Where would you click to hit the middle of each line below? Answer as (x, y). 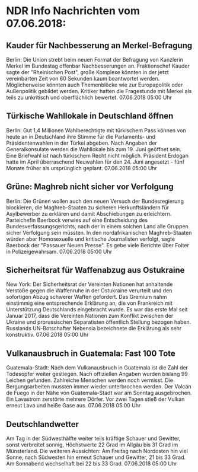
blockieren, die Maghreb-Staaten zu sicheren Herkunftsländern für (87, 207)
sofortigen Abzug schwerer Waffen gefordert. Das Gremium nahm (87, 297)
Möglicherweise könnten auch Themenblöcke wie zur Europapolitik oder (95, 85)
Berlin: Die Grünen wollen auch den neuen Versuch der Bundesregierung (95, 201)
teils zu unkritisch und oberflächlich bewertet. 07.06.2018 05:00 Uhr (89, 97)
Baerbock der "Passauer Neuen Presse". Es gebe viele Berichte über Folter (98, 245)
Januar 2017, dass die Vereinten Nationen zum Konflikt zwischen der (90, 316)
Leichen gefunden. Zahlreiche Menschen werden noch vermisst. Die (90, 380)
